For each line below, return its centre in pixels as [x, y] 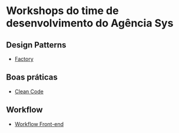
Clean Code [29, 91]
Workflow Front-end [39, 124]
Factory [24, 59]
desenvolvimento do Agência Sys [90, 23]
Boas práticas [32, 77]
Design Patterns [36, 45]
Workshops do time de [62, 11]
